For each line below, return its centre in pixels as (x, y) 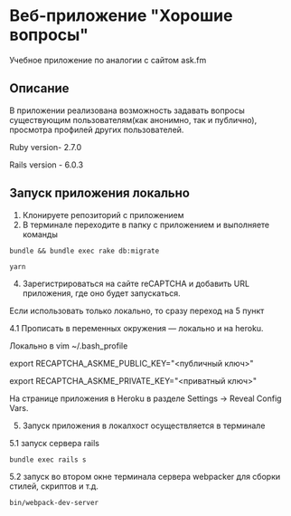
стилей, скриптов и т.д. (54, 486)
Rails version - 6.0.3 (47, 165)
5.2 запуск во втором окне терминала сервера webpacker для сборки (145, 476)
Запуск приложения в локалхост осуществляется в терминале (144, 425)
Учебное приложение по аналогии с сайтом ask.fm (108, 60)
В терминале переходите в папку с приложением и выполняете (146, 225)
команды (40, 234)
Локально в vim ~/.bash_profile (69, 346)
